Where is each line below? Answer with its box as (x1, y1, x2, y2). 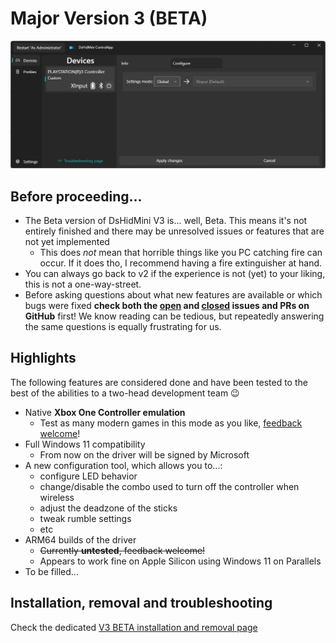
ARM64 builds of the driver (24, 533, 137, 546)
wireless (39, 491, 75, 503)
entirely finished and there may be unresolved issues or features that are (24, 225, 325, 237)
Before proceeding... (10, 188, 143, 205)
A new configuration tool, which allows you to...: (24, 459, 223, 471)
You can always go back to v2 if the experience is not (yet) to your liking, (24, 268, 326, 279)
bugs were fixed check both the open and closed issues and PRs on (24, 300, 310, 311)
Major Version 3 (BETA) (10, 7, 208, 30)
